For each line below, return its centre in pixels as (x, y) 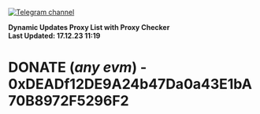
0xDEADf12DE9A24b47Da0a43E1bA (130, 85)
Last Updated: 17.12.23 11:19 (54, 36)
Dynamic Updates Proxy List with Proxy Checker (89, 27)
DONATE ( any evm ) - (78, 68)
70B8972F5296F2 (69, 101)
